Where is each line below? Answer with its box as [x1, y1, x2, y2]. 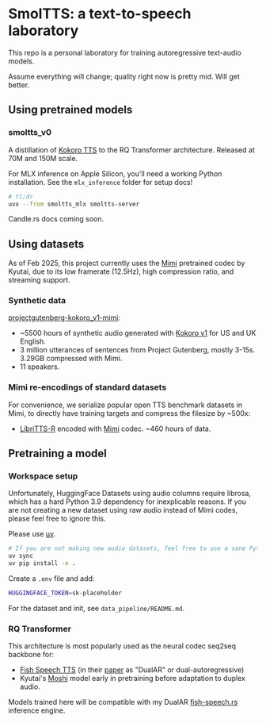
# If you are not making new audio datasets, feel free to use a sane [8, 544, 246, 552]
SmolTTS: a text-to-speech [8, 5, 192, 23]
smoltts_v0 [8, 127, 51, 138]
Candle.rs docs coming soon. [8, 214, 104, 224]
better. [8, 80, 30, 90]
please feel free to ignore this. [8, 513, 106, 524]
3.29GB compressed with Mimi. [19, 354, 123, 363]
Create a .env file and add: [8, 574, 95, 583]
